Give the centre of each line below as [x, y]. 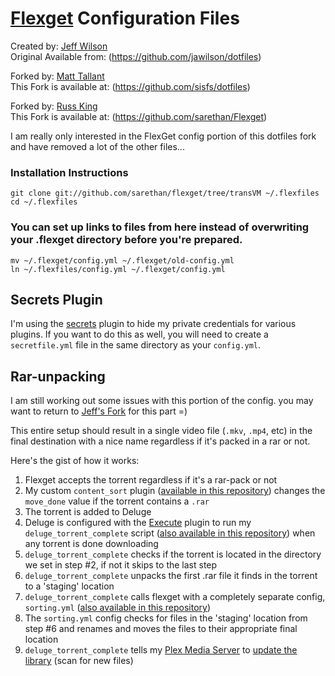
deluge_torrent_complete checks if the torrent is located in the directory [173, 554]
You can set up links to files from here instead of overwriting [160, 227]
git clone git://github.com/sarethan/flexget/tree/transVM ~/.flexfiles [165, 193]
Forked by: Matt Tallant [57, 76]
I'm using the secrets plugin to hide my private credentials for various [153, 324]
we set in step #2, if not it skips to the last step [121, 565]
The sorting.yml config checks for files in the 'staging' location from [166, 618]
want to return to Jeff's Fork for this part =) [99, 411]
